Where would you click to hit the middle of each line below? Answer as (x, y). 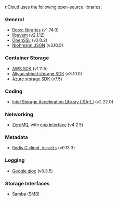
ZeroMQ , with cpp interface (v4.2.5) (47, 125)
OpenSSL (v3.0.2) (30, 40)
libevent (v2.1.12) (28, 35)
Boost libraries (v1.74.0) (35, 30)
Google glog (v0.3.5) (32, 171)
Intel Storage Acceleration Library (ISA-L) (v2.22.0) (63, 101)
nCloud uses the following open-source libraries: (53, 7)
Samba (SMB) (26, 194)
